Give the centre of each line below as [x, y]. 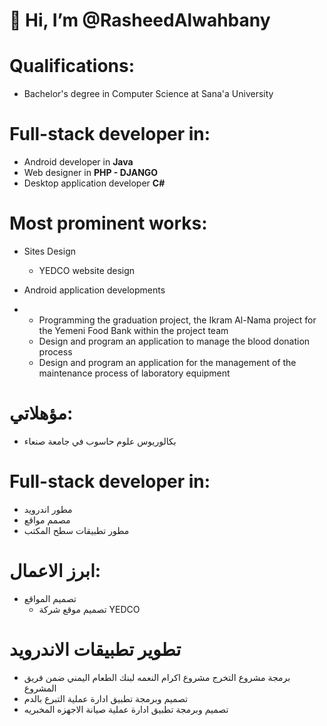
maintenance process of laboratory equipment [134, 373]
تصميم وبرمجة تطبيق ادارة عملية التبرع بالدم [106, 698]
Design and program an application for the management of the [167, 362]
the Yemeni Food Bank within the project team [133, 330]
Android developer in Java [78, 162]
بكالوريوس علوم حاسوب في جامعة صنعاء [100, 441]
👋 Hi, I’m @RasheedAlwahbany [140, 20]
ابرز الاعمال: [55, 571]
